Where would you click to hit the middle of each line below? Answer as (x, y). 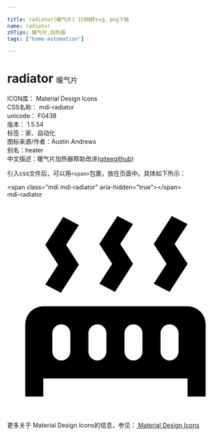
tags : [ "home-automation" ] (46, 39)
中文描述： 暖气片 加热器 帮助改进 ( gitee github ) (70, 159)
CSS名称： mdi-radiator (41, 107)
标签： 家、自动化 (31, 133)
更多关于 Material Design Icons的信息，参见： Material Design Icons (103, 425)
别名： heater (25, 150)
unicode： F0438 (32, 116)
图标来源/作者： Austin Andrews (52, 142)
